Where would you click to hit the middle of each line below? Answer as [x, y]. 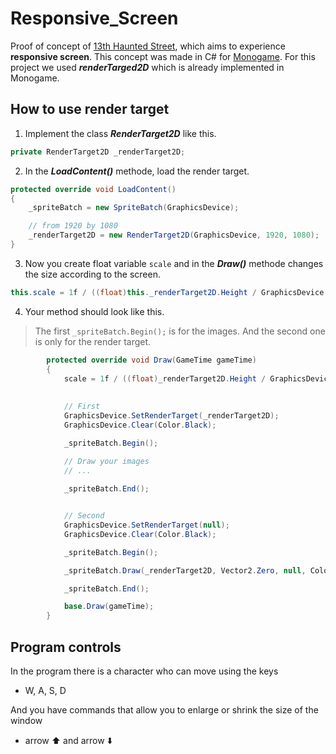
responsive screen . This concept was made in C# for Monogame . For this [163, 56]
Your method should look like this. [94, 311]
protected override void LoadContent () [93, 189]
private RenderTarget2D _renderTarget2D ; [98, 152]
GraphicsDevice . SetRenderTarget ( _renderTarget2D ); [171, 416]
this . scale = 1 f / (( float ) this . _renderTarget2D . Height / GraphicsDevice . [169, 292]
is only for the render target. [93, 341]
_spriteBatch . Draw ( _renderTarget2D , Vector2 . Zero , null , [185, 570]
